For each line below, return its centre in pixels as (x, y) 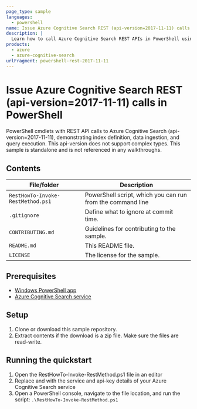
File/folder (44, 185)
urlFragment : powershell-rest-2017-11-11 (57, 61)
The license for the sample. (122, 255)
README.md (23, 246)
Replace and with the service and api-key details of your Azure (91, 381)
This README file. (110, 246)
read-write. (28, 341)
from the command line (117, 202)
